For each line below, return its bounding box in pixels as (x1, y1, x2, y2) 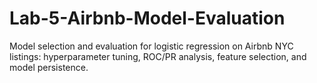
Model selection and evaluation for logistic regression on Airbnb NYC (9, 40, 294, 52)
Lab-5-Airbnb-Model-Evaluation (9, 7, 286, 30)
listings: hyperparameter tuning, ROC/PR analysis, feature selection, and (9, 50, 307, 62)
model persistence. (9, 61, 89, 73)
